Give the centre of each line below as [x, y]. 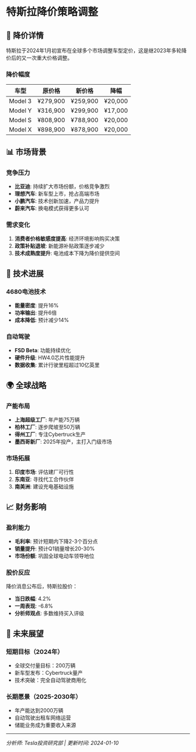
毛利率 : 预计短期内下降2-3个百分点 [56, 541]
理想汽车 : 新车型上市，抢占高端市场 [57, 193]
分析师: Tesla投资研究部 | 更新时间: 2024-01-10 [62, 743]
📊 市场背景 [26, 152]
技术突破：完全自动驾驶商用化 [50, 680]
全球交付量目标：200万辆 [45, 665]
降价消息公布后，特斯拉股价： [42, 586]
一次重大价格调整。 [49, 58]
